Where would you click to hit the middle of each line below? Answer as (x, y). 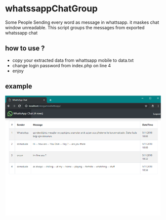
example (19, 86)
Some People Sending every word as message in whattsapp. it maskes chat (82, 22)
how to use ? (25, 48)
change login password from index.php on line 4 (62, 65)
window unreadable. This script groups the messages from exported (75, 27)
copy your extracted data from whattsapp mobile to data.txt (73, 60)
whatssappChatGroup (51, 9)
